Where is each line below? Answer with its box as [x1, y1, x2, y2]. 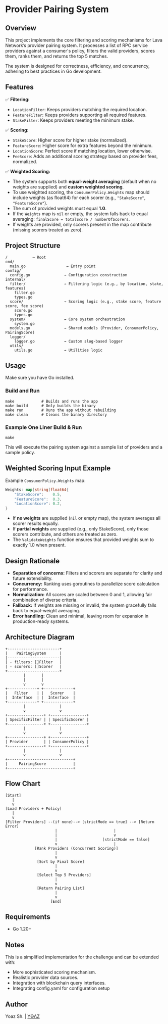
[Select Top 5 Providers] [37, 872, 92, 877]
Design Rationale [5, 557, 60, 565]
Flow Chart [5, 779, 40, 788]
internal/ [5, 277, 26, 282]
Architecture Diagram [5, 633, 75, 642]
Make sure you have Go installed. [5, 375, 75, 381]
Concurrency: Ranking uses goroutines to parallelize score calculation [12, 581, 160, 587]
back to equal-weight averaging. [12, 608, 81, 614]
